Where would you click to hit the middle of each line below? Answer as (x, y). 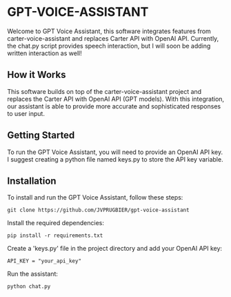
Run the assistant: (33, 274)
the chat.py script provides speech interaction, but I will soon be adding (109, 46)
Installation (32, 181)
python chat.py (29, 287)
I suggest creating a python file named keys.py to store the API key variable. (115, 159)
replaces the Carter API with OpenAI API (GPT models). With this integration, (116, 99)
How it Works (37, 75)
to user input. (26, 113)
